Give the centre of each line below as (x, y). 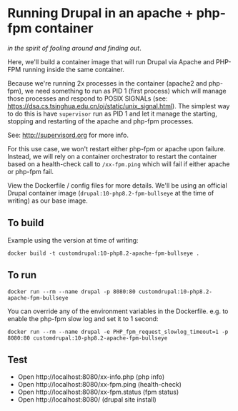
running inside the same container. (74, 69)
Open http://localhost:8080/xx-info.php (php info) (91, 377)
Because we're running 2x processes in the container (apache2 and (107, 83)
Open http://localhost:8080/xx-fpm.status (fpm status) (98, 392)
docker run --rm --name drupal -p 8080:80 (71, 291)
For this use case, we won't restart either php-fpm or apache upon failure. (116, 148)
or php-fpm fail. (31, 171)
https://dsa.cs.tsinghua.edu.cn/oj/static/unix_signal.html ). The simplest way (119, 106)
